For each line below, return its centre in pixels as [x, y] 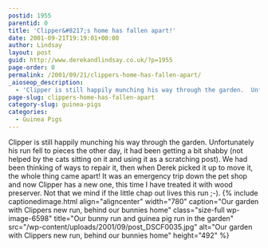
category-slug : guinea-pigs [55, 104]
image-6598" [30, 218]
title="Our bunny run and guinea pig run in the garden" [144, 218]
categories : [28, 112]
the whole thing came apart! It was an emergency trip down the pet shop [128, 175]
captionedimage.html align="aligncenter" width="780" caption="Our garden [134, 201]
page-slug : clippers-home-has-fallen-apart [82, 97]
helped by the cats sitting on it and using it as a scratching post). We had [128, 159]
